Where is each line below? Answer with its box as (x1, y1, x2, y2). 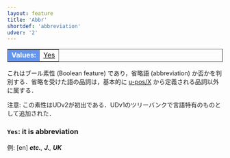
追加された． (18, 109, 55, 118)
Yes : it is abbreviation (7, 127, 79, 137)
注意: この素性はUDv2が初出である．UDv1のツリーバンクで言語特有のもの (7, 101, 216, 109)
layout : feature (7, 10, 53, 17)
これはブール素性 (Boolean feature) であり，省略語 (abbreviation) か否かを (7, 69, 216, 77)
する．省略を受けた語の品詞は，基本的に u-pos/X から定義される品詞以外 (12, 78, 219, 86)
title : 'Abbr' (7, 16, 48, 23)
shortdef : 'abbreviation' (7, 23, 81, 29)
